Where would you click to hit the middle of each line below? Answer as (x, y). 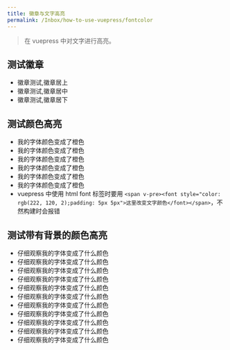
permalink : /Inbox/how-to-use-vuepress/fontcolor (80, 20)
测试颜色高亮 (35, 124)
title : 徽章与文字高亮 (36, 14)
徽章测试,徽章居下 (42, 100)
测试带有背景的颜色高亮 (57, 235)
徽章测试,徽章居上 (42, 82)
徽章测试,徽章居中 (42, 91)
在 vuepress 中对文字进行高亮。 (70, 41)
